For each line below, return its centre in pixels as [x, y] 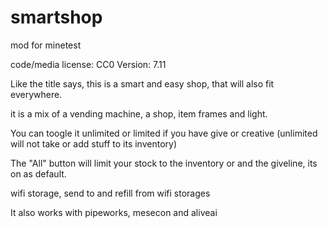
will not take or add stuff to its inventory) [93, 143]
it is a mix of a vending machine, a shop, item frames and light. [139, 113]
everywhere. [36, 94]
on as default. [38, 173]
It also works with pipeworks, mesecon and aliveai [114, 212]
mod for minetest [46, 45]
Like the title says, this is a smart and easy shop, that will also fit [142, 83]
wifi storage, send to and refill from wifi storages [110, 193]
